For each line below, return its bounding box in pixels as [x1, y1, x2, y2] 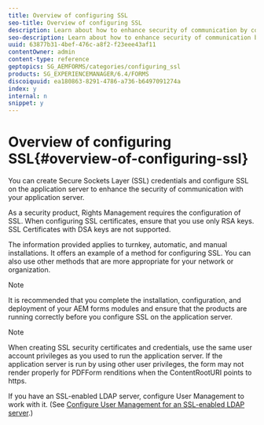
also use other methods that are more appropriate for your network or [8, 257, 234, 266]
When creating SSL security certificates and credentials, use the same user [8, 343, 253, 353]
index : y [8, 84, 37, 93]
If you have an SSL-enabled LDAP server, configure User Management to [8, 391, 245, 401]
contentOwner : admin [8, 48, 76, 56]
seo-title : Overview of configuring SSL [8, 19, 143, 27]
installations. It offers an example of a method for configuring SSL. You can [8, 249, 251, 258]
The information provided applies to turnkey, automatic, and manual [8, 240, 228, 249]
